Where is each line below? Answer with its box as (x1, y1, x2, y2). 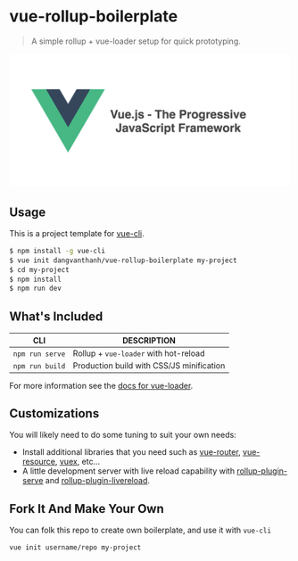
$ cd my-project (9, 265, 70, 274)
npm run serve (12, 350, 66, 359)
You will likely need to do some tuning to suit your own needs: (9, 430, 236, 441)
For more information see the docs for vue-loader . (9, 380, 194, 391)
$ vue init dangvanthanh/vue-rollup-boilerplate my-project (9, 256, 238, 265)
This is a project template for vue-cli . (9, 227, 145, 238)
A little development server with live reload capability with (21, 466, 235, 476)
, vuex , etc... (54, 457, 101, 467)
